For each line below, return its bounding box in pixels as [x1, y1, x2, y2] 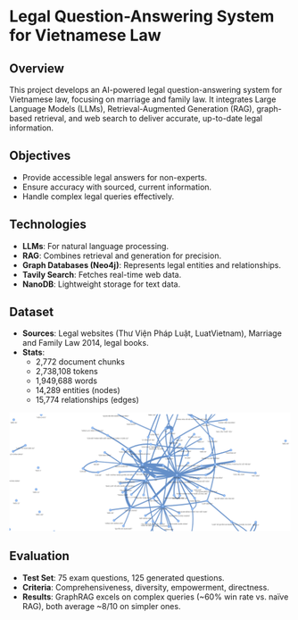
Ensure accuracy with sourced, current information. [21, 181, 212, 192]
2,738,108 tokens [35, 366, 98, 377]
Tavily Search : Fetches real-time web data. [21, 269, 182, 280]
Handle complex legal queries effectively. [21, 190, 175, 202]
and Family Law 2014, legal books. [21, 338, 149, 348]
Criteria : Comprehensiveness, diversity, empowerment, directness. [21, 582, 269, 592]
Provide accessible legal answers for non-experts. [21, 172, 208, 182]
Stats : [21, 347, 46, 358]
